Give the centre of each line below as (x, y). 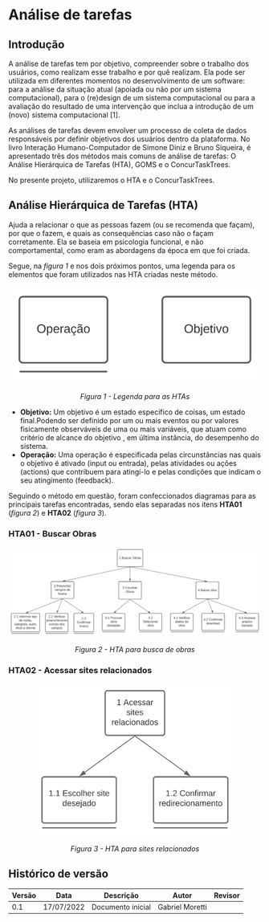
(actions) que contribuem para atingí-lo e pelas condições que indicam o (141, 471)
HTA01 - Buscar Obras (53, 533)
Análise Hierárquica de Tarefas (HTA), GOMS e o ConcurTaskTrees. (120, 165)
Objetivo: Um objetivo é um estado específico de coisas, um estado (132, 412)
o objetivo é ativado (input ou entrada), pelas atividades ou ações (128, 463)
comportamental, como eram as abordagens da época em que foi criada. (129, 250)
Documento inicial (121, 907)
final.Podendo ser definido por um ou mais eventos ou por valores (129, 420)
